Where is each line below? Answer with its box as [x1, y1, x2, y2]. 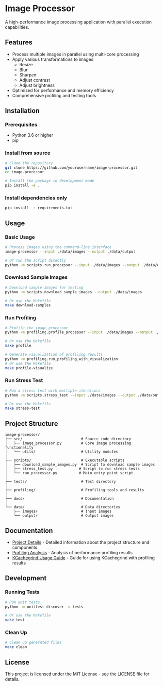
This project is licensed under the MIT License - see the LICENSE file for [5, 671, 149, 677]
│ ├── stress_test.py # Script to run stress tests [5, 467, 140, 471]
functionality [5, 445, 34, 450]
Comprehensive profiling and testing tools [12, 92, 96, 98]
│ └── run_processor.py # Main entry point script [5, 470, 133, 476]
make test [5, 617, 25, 623]
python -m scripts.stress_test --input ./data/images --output [5, 393, 136, 397]
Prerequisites [5, 121, 37, 128]
